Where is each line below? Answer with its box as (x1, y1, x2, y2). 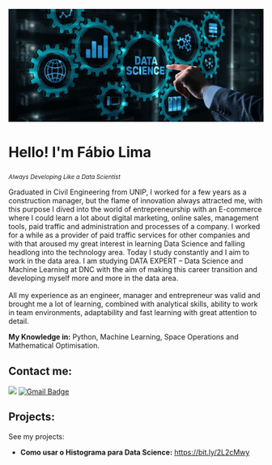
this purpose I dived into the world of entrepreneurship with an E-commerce (8, 204, 262, 215)
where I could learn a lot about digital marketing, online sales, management (8, 213, 259, 223)
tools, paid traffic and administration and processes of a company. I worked (8, 222, 261, 232)
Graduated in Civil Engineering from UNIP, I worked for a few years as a (8, 187, 247, 197)
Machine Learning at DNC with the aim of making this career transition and (8, 265, 257, 275)
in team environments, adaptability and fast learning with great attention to (8, 308, 257, 318)
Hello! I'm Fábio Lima (8, 143, 152, 161)
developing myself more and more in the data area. (8, 273, 179, 284)
